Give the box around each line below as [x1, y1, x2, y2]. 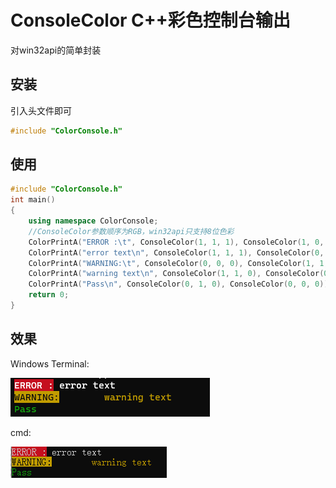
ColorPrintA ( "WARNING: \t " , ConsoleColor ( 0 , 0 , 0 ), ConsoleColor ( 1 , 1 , [28, 258, 329, 268]
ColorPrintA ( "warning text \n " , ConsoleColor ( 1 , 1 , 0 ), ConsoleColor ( [28, 269, 325, 279]
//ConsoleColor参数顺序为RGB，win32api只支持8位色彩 [28, 226, 235, 236]
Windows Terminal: [10, 357, 90, 370]
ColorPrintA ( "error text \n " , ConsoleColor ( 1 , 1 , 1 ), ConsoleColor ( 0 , [28, 247, 325, 258]
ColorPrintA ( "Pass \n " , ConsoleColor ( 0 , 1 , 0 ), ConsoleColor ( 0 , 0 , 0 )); [28, 279, 333, 290]
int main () [10, 195, 56, 205]
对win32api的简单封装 [10, 44, 102, 56]
